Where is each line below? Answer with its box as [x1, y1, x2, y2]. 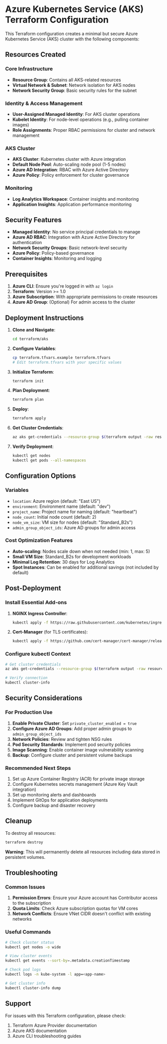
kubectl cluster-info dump [5, 985, 61, 991]
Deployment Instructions [5, 314, 84, 322]
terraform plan [12, 397, 44, 402]
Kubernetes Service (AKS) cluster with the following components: [5, 36, 140, 42]
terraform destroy [5, 840, 43, 845]
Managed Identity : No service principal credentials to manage [12, 229, 141, 235]
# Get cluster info [5, 981, 46, 986]
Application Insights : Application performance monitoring [12, 201, 132, 207]
